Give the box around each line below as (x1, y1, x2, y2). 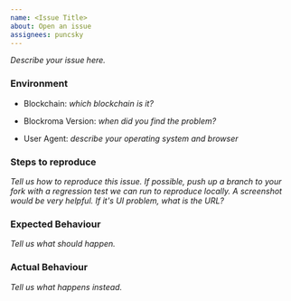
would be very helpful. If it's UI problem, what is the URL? (10, 195, 225, 206)
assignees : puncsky (10, 30, 84, 39)
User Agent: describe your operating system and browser (23, 133, 239, 144)
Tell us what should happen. (10, 239, 116, 249)
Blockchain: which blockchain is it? (23, 98, 155, 108)
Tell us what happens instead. (10, 281, 123, 292)
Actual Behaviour (10, 261, 89, 274)
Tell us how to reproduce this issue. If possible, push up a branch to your (10, 175, 282, 186)
